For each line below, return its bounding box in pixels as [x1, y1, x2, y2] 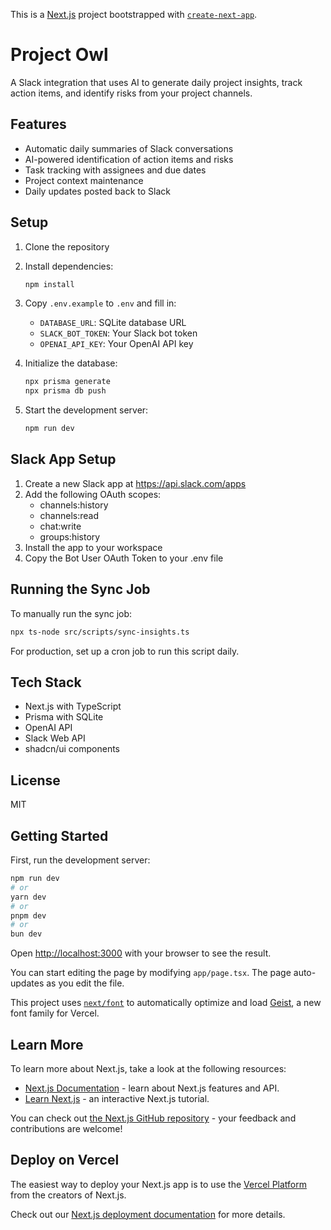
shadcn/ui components [24, 743, 120, 755]
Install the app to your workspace [24, 541, 163, 553]
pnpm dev [10, 910, 47, 921]
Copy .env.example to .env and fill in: [24, 297, 177, 309]
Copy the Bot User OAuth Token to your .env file [24, 552, 224, 564]
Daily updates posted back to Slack [24, 185, 171, 197]
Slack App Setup [10, 451, 117, 468]
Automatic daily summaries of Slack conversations [24, 142, 234, 154]
